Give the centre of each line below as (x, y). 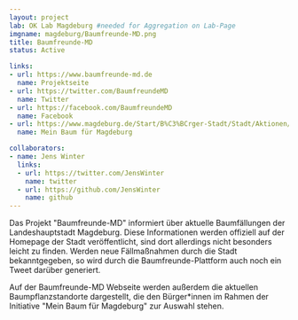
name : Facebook (45, 116)
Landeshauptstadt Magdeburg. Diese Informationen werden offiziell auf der (147, 232)
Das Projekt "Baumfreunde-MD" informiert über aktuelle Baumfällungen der (147, 223)
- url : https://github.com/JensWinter (89, 190)
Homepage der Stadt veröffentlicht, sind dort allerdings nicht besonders (141, 242)
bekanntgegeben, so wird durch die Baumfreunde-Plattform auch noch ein (145, 261)
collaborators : (37, 148)
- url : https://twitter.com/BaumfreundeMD (89, 91)
